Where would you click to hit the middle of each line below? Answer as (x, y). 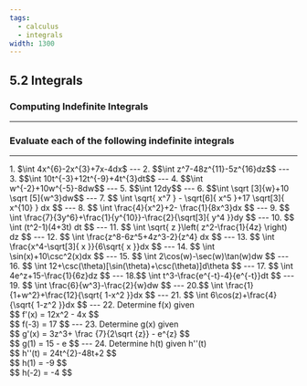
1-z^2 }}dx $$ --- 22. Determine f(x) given (115, 305)
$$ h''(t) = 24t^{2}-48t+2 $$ (63, 353)
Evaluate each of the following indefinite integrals (122, 141)
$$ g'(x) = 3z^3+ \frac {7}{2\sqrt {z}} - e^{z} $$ (100, 334)
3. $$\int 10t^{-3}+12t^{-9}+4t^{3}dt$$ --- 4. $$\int (106, 179)
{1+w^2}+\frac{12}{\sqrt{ (56, 295)
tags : (20, 18)
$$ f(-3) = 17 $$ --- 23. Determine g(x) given (94, 324)
